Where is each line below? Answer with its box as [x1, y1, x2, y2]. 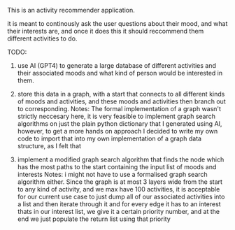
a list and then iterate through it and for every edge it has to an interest [17, 200, 222, 208]
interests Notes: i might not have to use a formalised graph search [17, 171, 208, 178]
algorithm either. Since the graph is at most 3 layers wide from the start [17, 178, 222, 186]
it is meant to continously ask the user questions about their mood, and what [7, 20, 228, 27]
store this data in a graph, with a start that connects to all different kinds [17, 90, 225, 98]
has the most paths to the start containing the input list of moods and [17, 163, 217, 171]
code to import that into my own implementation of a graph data [17, 134, 201, 143]
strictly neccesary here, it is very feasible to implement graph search [17, 112, 215, 120]
